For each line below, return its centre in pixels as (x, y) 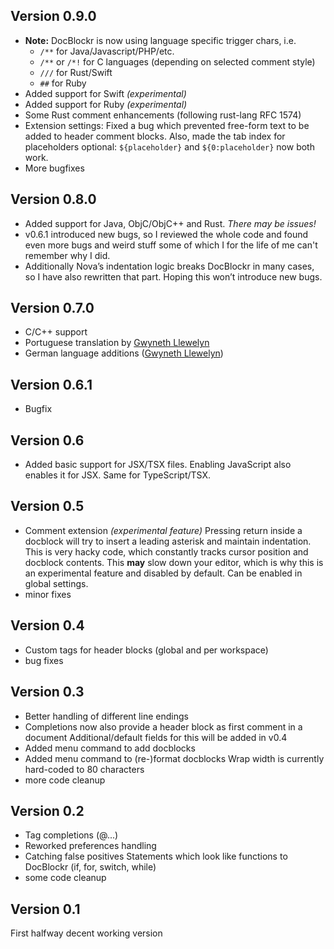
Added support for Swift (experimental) (105, 93)
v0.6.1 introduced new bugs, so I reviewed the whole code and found (166, 234)
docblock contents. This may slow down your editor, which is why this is (174, 562)
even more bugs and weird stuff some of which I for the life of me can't (171, 245)
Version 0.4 (47, 625)
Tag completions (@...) (71, 835)
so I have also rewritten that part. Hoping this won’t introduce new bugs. (173, 276)
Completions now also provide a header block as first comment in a (163, 726)
